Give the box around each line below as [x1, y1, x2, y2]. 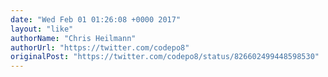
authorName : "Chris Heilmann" [10, 33, 137, 43]
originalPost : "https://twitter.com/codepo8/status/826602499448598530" [10, 52, 320, 62]
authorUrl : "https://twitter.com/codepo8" [10, 42, 190, 53]
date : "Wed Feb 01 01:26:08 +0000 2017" [10, 14, 182, 25]
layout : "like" [10, 24, 74, 34]
